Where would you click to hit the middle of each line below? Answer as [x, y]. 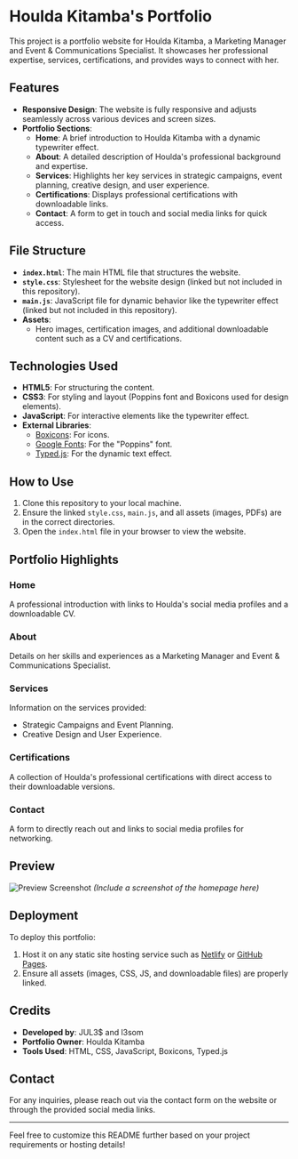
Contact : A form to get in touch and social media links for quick [151, 213]
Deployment [44, 916]
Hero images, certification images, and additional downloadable [152, 329]
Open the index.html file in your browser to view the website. [134, 532]
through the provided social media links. [82, 1110]
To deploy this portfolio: [52, 937]
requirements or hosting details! [67, 1145]
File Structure [47, 251]
